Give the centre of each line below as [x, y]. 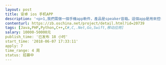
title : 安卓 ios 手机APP [29, 14]
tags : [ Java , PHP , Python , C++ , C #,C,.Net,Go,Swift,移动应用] [65, 28]
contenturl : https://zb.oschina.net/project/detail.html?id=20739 [75, 23]
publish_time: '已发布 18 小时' [37, 37]
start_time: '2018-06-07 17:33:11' [42, 42]
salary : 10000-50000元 [28, 32]
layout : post [19, 10]
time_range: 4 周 [23, 50]
